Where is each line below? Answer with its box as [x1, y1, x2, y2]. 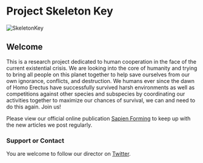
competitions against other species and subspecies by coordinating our [6, 90, 185, 98]
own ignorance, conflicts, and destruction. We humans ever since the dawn [6, 77, 195, 84]
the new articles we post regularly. [6, 121, 93, 128]
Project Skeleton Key [6, 4, 113, 18]
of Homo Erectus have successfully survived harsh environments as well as [6, 84, 195, 91]
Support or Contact [6, 136, 65, 145]
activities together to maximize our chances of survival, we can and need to [6, 96, 196, 104]
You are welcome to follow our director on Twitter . [6, 150, 131, 158]
